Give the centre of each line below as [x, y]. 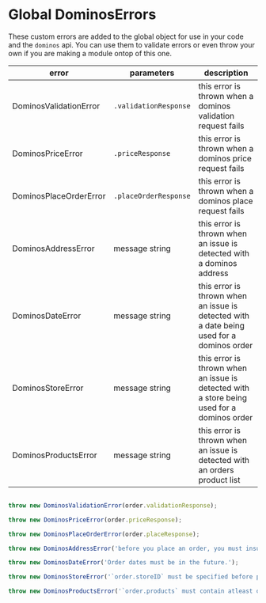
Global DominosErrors [82, 15]
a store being [223, 397]
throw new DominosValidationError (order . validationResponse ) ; [113, 505]
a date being [222, 325]
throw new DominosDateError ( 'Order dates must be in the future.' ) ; [123, 563]
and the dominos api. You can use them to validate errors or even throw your [132, 44]
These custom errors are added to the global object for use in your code [126, 36]
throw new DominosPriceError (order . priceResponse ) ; [95, 520]
